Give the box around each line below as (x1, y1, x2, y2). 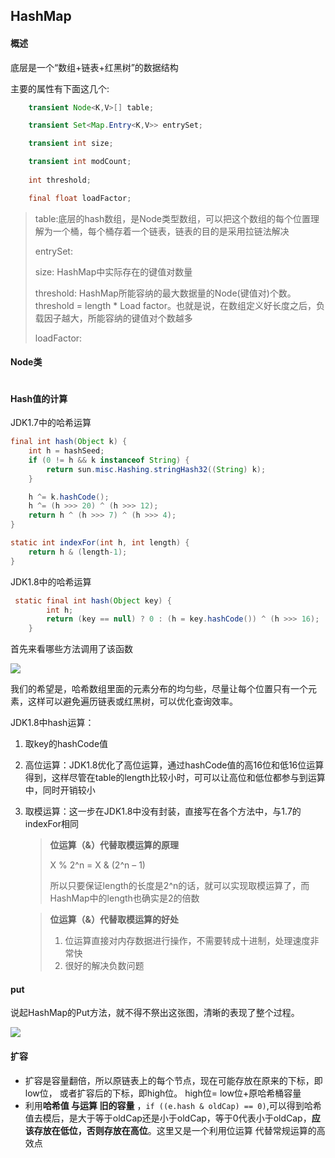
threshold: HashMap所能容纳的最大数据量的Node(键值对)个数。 (34, 287, 297, 299)
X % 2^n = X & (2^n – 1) (49, 859, 146, 871)
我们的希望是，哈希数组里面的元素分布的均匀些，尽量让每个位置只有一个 (10, 683, 308, 695)
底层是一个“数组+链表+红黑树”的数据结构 (10, 61, 179, 73)
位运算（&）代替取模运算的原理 (49, 839, 179, 851)
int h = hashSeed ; (28, 446, 105, 456)
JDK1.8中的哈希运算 (10, 575, 92, 588)
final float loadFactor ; (28, 193, 132, 203)
